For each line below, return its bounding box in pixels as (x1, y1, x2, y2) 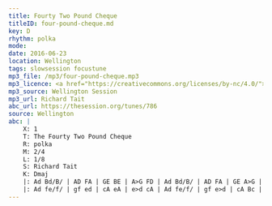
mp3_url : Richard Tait (8, 95, 85, 103)
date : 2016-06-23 (8, 49, 67, 58)
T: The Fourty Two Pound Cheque (23, 132, 132, 140)
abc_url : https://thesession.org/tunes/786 (8, 102, 158, 110)
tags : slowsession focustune (8, 65, 107, 73)
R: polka (23, 139, 53, 148)
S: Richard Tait (23, 163, 79, 171)
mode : (8, 42, 27, 50)
